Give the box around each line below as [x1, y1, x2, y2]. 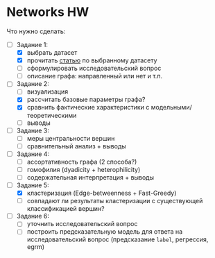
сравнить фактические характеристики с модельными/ [26, 103, 192, 112]
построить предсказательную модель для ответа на [26, 227, 183, 236]
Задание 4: [16, 150, 50, 158]
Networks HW [6, 4, 89, 20]
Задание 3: [16, 126, 50, 135]
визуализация [26, 87, 69, 96]
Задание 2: [16, 80, 49, 88]
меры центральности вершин [26, 134, 115, 142]
